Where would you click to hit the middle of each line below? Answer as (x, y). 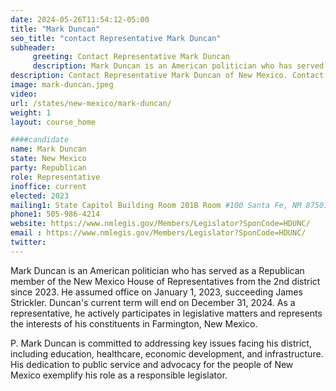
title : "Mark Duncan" (55, 29)
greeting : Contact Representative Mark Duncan (131, 57)
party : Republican (48, 168)
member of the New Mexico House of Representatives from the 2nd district (165, 281)
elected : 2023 (40, 196)
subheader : (33, 47)
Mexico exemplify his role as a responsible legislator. (119, 375)
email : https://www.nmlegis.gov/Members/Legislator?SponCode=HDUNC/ (158, 233)
